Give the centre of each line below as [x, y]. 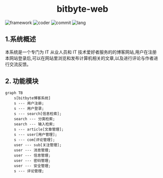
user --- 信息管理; [32, 155]
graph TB [14, 93]
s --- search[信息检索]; [38, 114]
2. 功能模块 [22, 81]
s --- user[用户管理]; [36, 134]
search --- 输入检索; [35, 124]
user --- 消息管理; [32, 150]
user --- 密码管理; [32, 160]
